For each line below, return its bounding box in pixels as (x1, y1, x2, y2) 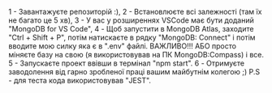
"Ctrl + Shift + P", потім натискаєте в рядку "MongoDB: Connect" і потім (8, 32, 256, 42)
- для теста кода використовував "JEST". (8, 76, 152, 85)
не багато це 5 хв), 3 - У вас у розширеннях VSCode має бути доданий (8, 15, 254, 25)
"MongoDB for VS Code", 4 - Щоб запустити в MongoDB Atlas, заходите (8, 24, 254, 33)
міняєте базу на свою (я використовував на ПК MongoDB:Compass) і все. (8, 50, 264, 59)
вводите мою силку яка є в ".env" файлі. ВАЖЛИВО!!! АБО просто (8, 41, 237, 51)
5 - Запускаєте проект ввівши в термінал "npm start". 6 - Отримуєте (8, 58, 245, 68)
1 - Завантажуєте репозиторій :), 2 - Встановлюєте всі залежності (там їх (8, 7, 262, 16)
